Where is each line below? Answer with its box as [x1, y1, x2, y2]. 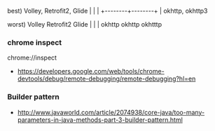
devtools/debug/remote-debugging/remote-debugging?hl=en [17, 74, 196, 83]
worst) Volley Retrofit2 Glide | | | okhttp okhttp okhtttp [7, 20, 162, 28]
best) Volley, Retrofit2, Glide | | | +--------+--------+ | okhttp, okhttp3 [7, 7, 208, 15]
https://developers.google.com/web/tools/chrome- [17, 67, 165, 76]
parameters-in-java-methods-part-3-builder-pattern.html [17, 116, 183, 124]
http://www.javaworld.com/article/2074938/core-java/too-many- [17, 108, 205, 116]
